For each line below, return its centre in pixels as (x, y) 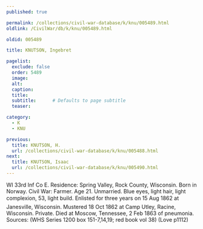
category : (19, 118)
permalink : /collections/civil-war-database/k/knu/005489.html (88, 23)
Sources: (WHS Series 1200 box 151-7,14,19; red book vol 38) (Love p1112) (98, 219)
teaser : (22, 107)
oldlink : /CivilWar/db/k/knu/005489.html (59, 28)
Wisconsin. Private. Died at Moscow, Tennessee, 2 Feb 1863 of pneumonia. (100, 213)
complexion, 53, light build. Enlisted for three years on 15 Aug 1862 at (93, 198)
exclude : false (31, 67)
